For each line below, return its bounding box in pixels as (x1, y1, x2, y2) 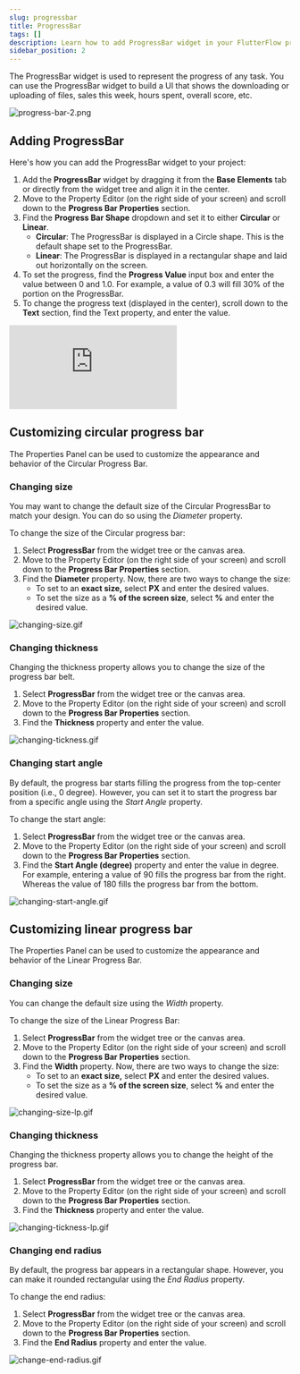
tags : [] (9, 30, 42, 38)
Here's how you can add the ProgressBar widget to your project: (9, 157, 246, 167)
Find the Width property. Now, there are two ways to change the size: (21, 1061, 279, 1072)
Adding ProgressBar (9, 133, 125, 148)
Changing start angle (9, 757, 103, 769)
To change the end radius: (9, 1292, 106, 1302)
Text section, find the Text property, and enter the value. (21, 307, 230, 318)
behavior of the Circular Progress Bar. (9, 458, 148, 469)
